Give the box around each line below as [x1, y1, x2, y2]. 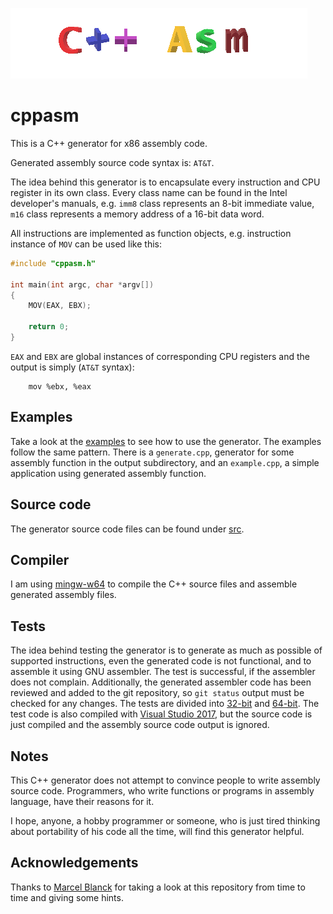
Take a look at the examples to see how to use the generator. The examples [10, 435, 322, 447]
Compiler [10, 551, 70, 568]
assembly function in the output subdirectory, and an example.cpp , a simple [10, 456, 320, 468]
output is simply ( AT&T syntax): [10, 361, 135, 373]
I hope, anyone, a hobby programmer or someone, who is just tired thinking [10, 815, 321, 827]
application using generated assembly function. [10, 467, 207, 479]
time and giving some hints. [10, 891, 124, 903]
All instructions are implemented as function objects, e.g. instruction [10, 227, 292, 239]
